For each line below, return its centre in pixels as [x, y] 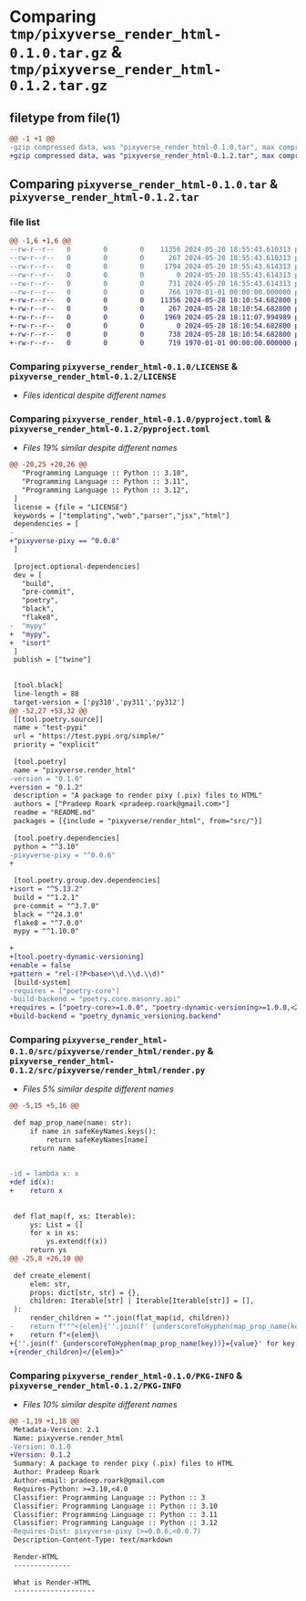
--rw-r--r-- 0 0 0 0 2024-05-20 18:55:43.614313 [150, 275]
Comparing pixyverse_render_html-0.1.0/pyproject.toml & [140, 419]
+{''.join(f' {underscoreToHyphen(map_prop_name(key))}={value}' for [144, 1344]
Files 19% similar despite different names [100, 448]
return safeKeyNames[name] [97, 1140]
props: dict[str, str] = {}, [85, 1292]
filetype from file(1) [65, 117]
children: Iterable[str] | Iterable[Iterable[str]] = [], [142, 1301]
